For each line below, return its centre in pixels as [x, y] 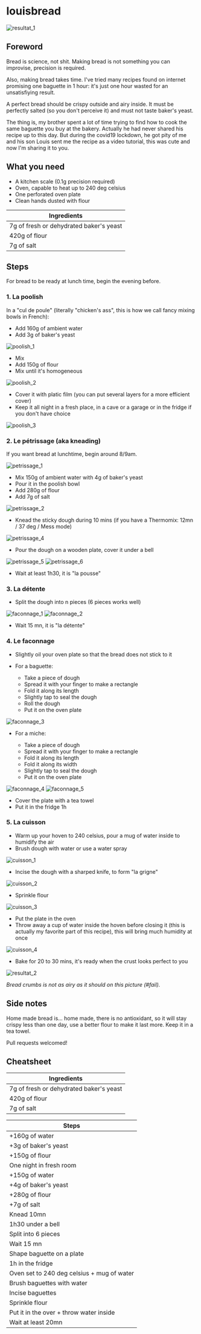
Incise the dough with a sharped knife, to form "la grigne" [86, 871]
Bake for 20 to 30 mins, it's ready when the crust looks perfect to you [101, 961]
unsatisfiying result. [31, 92]
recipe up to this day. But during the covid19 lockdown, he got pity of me [97, 135]
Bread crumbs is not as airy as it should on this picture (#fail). [83, 984]
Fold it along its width [50, 764]
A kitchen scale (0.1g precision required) [65, 181]
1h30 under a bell [35, 1224]
